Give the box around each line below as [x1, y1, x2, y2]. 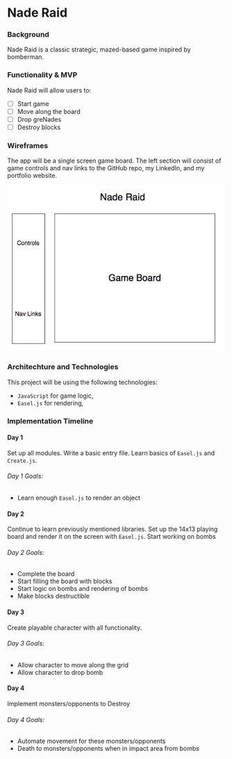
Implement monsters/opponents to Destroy [7, 699, 131, 708]
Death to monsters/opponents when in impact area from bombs [17, 744, 200, 753]
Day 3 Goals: [7, 639, 45, 648]
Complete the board [17, 570, 75, 578]
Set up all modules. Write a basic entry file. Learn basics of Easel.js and [7, 448, 215, 457]
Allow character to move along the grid [17, 660, 129, 669]
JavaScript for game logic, [17, 391, 94, 400]
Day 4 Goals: [7, 715, 45, 724]
